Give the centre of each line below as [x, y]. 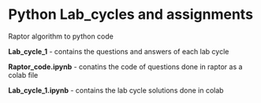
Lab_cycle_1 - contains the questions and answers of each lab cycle [119, 51]
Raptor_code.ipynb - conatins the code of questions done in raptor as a [125, 66]
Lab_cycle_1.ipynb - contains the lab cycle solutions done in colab [116, 90]
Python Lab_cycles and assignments [131, 15]
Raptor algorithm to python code [61, 36]
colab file [23, 75]
